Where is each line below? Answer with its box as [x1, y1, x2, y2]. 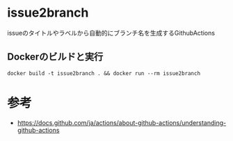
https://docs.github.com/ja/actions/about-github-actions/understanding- [17, 118, 227, 126]
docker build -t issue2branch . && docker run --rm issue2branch [7, 69, 200, 77]
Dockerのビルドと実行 [7, 51, 104, 63]
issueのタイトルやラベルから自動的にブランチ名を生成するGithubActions [7, 28, 216, 37]
